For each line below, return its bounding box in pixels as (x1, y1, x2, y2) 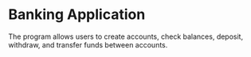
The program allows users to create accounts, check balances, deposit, (8, 32, 244, 41)
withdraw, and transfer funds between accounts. (8, 40, 168, 49)
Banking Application (8, 6, 146, 24)
